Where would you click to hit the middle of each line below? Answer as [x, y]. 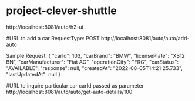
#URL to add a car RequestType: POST [53, 38]
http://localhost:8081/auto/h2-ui [45, 27]
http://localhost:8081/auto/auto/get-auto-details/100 [69, 92]
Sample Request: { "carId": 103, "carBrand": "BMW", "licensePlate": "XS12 [95, 55]
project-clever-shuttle [61, 11]
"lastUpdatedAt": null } [33, 74]
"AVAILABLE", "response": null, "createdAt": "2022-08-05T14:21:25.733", [95, 68]
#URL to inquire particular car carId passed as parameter [75, 85]
